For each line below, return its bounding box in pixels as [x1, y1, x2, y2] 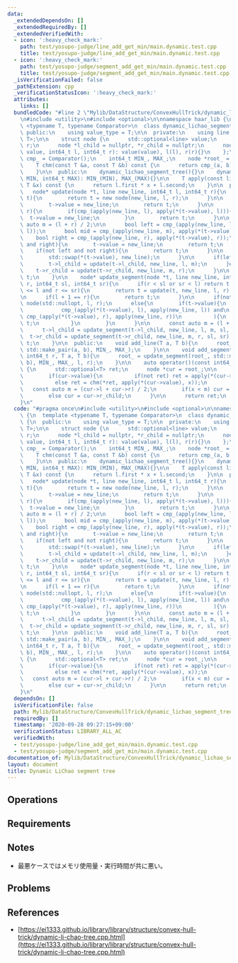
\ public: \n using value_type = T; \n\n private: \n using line [20, 129, 230, 136]
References [7, 906, 59, 918]
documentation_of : [7, 754, 62, 761]
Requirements [7, 818, 71, 830]
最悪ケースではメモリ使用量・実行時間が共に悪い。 [17, 861, 167, 870]
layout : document [7, 760, 59, 768]
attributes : [13, 96, 50, 103]
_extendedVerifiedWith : [13, 30, 84, 38]
